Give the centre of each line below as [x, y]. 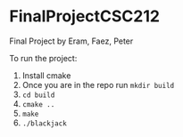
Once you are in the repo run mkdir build [98, 85]
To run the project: [43, 58]
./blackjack [44, 123]
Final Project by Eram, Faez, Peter [71, 41]
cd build [38, 95]
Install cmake [46, 75]
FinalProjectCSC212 [85, 16]
